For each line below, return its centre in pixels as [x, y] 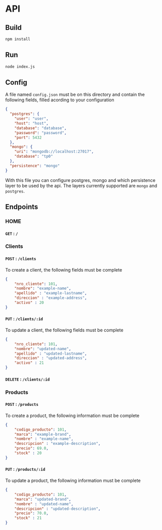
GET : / [12, 233]
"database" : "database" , [40, 128]
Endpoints [22, 207]
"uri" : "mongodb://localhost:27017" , [54, 152]
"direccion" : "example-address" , [51, 298]
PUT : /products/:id [25, 469]
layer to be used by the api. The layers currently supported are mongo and [81, 185]
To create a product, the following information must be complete [72, 415]
